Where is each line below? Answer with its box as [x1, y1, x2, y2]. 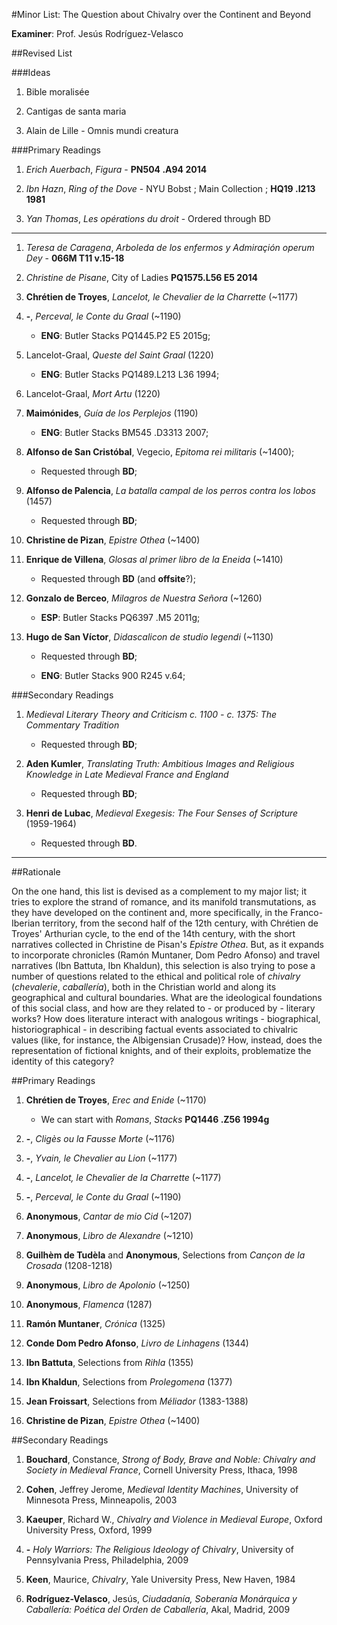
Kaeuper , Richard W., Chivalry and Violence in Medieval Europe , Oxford [25, 1514, 323, 1525]
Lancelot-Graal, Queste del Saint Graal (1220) [25, 349, 214, 361]
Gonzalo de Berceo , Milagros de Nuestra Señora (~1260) [25, 592, 263, 604]
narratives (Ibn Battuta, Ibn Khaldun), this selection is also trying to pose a [11, 960, 316, 971]
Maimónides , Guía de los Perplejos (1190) [25, 407, 199, 419]
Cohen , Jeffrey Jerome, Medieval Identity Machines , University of [25, 1484, 299, 1495]
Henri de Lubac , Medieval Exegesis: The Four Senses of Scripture [25, 807, 299, 819]
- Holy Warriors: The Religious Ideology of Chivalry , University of [25, 1544, 294, 1555]
